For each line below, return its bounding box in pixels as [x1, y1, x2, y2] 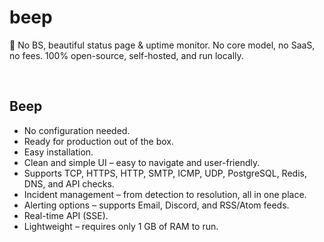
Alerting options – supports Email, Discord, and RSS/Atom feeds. [23, 199, 290, 211]
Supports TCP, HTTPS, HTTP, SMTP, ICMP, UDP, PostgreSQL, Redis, [23, 167, 307, 179]
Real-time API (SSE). [23, 209, 109, 221]
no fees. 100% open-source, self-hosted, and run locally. [9, 49, 244, 61]
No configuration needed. [23, 124, 131, 136]
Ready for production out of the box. [23, 135, 174, 147]
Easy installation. [23, 146, 94, 158]
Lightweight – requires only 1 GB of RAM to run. [23, 220, 219, 232]
